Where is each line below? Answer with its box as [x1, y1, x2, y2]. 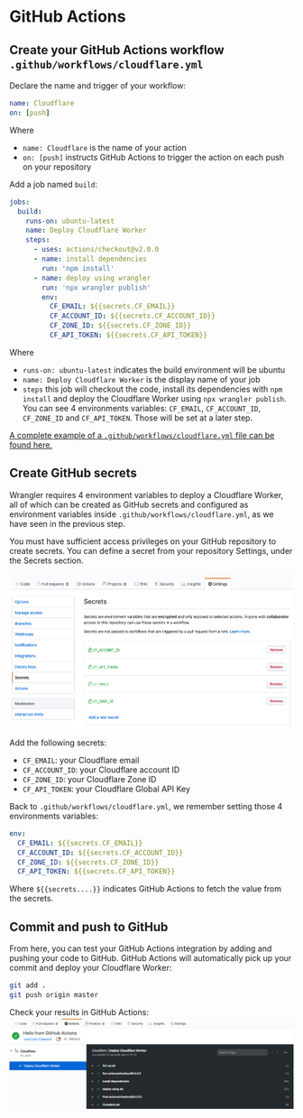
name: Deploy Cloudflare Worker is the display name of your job [22, 374, 261, 384]
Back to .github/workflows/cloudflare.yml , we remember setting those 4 [9, 800, 283, 811]
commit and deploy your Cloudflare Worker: [9, 963, 172, 974]
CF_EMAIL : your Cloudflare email [22, 754, 140, 765]
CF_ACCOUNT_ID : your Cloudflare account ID [22, 764, 180, 775]
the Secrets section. [9, 555, 84, 566]
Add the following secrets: [9, 737, 107, 748]
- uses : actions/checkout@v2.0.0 [32, 245, 160, 254]
